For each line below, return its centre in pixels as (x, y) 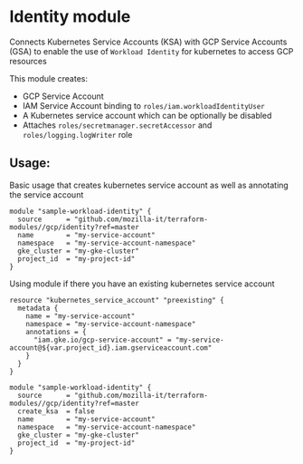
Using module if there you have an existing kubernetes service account (142, 284)
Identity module (70, 17)
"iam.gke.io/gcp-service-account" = (102, 340)
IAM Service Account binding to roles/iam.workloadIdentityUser (143, 105)
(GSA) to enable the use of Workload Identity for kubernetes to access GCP (151, 51)
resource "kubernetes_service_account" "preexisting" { (117, 300)
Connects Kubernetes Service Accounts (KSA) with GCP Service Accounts (148, 42)
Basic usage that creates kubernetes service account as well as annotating (149, 185)
